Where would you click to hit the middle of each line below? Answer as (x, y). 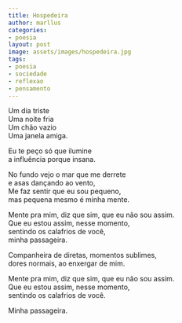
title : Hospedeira (38, 15)
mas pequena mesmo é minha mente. (69, 200)
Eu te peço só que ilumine (50, 151)
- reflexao (26, 81)
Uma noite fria (31, 119)
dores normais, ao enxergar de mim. (67, 263)
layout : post (29, 45)
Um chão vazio (33, 127)
